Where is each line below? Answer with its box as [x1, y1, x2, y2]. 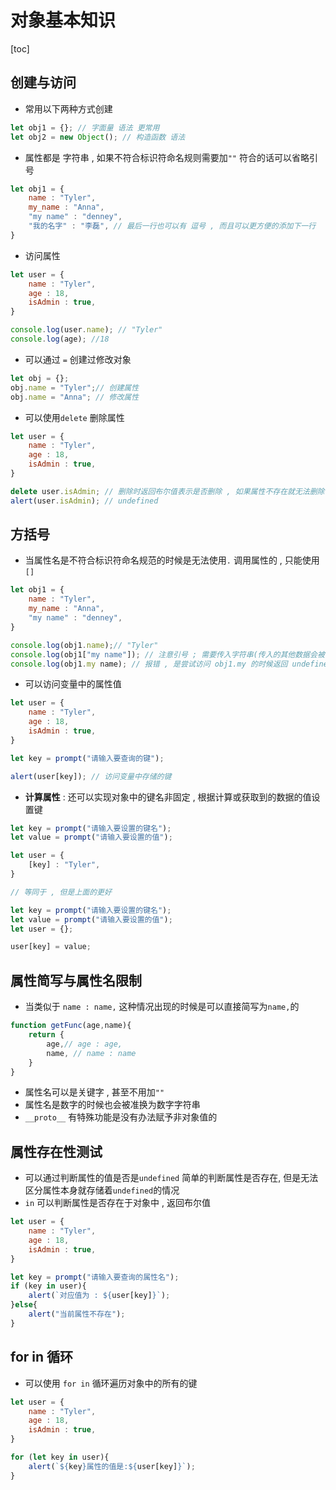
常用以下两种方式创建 [24, 102, 113, 115]
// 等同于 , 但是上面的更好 [10, 887, 112, 897]
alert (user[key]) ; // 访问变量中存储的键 [10, 771, 172, 781]
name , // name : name [46, 1048, 137, 1058]
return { [28, 1030, 65, 1040]
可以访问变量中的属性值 [24, 678, 122, 690]
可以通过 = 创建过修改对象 [24, 353, 132, 365]
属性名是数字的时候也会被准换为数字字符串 [24, 1099, 201, 1111]
